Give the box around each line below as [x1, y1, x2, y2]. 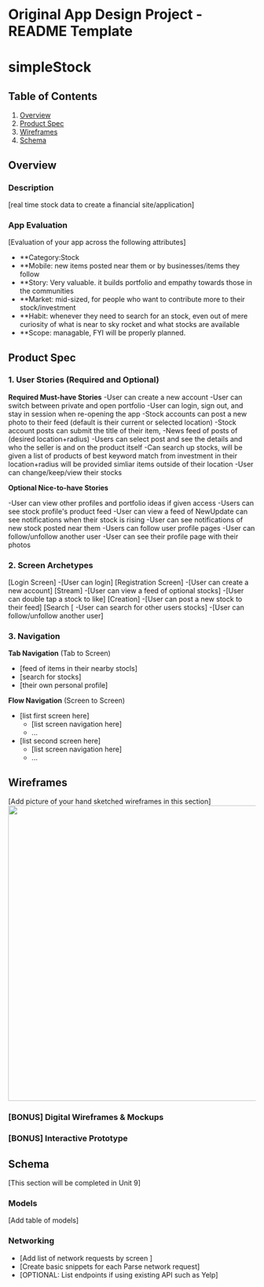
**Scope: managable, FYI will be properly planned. [19, 328, 186, 338]
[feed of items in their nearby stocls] [19, 664, 137, 673]
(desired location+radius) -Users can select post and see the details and [8, 434, 243, 443]
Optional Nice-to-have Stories [8, 483, 108, 492]
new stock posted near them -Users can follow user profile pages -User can [8, 523, 255, 532]
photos [8, 540, 31, 549]
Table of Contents [8, 89, 98, 103]
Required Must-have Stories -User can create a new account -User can [8, 392, 243, 402]
